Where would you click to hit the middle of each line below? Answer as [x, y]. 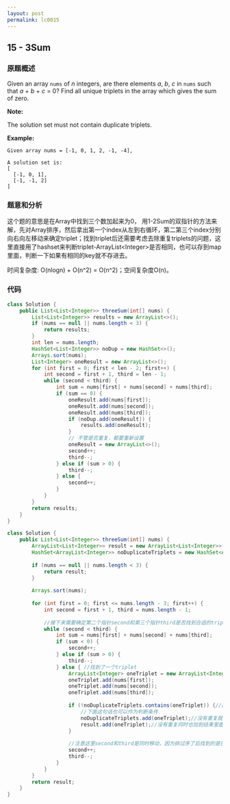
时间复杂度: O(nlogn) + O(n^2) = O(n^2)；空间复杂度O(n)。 [90, 270]
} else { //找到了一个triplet [96, 667]
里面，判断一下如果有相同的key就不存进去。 [69, 256]
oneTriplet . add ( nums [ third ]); [111, 693]
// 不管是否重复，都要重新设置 [106, 438]
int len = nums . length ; [65, 343]
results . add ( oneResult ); [116, 426]
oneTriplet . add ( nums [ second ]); [113, 686]
